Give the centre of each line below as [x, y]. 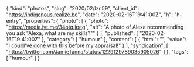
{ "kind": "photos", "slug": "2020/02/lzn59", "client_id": [73, 8]
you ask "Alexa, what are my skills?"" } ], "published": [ [72, 33]
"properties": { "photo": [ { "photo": [66, 21]
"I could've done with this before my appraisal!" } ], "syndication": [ [87, 45]
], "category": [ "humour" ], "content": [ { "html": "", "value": [114, 39]
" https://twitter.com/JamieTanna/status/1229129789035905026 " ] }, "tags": [97, 52]
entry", [14, 21]
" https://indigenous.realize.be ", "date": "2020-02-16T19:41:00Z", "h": [90, 15]
